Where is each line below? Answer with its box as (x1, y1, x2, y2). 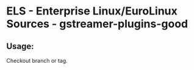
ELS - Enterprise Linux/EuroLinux (6, 4, 178, 18)
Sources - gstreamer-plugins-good (6, 17, 188, 31)
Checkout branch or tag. (6, 57, 68, 64)
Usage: (6, 41, 35, 51)
